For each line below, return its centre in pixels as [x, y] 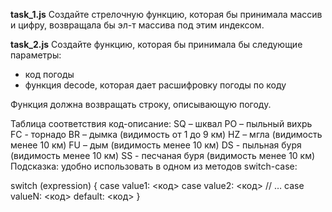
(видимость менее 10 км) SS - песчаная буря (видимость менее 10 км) [163, 155]
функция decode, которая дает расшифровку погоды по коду [155, 85]
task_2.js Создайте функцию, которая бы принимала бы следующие [156, 44]
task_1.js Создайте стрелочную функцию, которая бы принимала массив [166, 14]
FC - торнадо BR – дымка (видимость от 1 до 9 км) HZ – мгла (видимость [166, 134]
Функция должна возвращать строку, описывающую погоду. [141, 104]
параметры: [36, 55]
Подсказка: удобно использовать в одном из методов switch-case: [154, 166]
